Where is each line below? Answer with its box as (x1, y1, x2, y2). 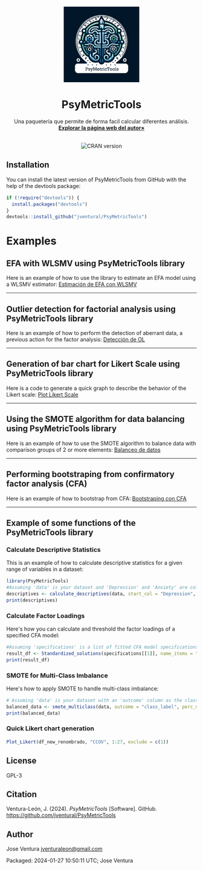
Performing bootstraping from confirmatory (6, 469, 175, 479)
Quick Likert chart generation (6, 724, 95, 733)
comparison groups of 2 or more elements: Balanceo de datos (6, 446, 161, 453)
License (6, 756, 37, 766)
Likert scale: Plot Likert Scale (6, 391, 79, 398)
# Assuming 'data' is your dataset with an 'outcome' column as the (6, 697, 182, 703)
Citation (6, 789, 37, 799)
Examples (6, 234, 57, 248)
